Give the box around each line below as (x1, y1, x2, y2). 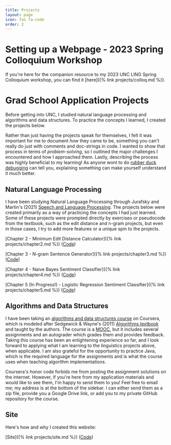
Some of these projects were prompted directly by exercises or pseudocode (5, 215, 166, 221)
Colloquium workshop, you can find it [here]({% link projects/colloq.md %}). (5, 77, 165, 83)
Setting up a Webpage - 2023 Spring (5, 44, 164, 55)
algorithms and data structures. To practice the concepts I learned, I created (5, 117, 166, 123)
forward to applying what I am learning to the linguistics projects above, (5, 342, 156, 349)
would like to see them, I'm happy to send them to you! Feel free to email (5, 379, 158, 385)
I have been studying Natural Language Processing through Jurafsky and (5, 199, 159, 205)
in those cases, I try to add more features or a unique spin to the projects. (5, 226, 160, 232)
